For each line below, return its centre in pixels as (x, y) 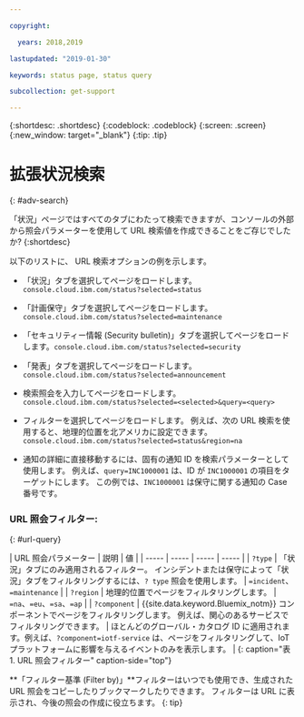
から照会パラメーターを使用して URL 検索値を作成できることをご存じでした (151, 231)
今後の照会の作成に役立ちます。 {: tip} (112, 702)
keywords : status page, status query (81, 75)
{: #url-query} (35, 540)
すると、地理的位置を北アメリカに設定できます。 (122, 432)
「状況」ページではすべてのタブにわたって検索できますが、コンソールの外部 (152, 219)
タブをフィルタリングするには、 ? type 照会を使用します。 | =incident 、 (159, 581)
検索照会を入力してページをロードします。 (102, 393)
